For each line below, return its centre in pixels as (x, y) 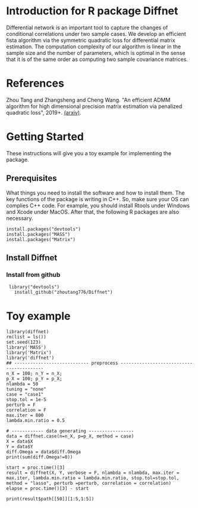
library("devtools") (34, 287)
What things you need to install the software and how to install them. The (96, 193)
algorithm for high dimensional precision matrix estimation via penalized (94, 106)
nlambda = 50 (22, 384)
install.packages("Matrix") (41, 239)
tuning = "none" (26, 389)
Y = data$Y (20, 447)
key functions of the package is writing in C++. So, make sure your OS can (98, 199)
